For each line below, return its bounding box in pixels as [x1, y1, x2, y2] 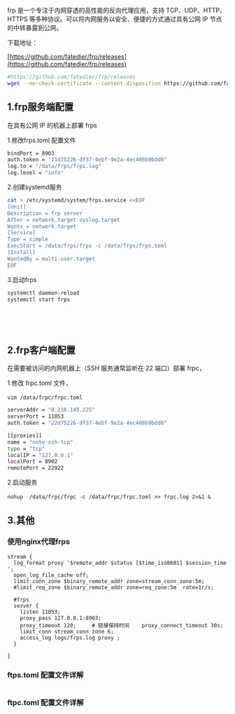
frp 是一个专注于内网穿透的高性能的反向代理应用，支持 [7, 6, 165, 14]
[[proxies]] [7, 432, 42, 439]
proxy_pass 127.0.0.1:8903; [20, 615, 101, 622]
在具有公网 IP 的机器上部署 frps [7, 121, 98, 129]
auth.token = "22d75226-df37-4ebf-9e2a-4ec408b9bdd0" [7, 419, 168, 426]
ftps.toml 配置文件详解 [7, 670, 84, 680]
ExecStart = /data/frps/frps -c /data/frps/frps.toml [7, 242, 168, 250]
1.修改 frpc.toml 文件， [7, 379, 72, 387]
